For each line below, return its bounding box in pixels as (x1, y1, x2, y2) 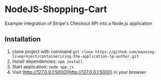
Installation (5, 35, 41, 44)
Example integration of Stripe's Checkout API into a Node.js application (5, 20, 152, 26)
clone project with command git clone (12, 48, 93, 54)
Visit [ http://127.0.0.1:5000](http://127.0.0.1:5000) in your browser (12, 69, 147, 75)
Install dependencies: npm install (12, 58, 83, 64)
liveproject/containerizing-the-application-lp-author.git (12, 54, 139, 59)
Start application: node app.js (12, 63, 74, 69)
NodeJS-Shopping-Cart (5, 4, 107, 15)
